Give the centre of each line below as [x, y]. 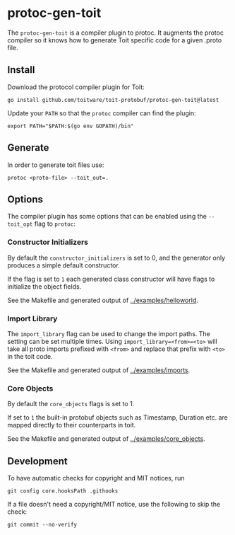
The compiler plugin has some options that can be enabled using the [107, 217]
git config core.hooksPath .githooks [63, 491]
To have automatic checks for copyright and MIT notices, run [96, 478]
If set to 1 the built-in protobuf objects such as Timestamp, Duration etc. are [117, 418]
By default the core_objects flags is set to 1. [71, 404]
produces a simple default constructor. [64, 265]
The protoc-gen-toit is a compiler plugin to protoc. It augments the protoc [116, 33]
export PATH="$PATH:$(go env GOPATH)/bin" [71, 126]
